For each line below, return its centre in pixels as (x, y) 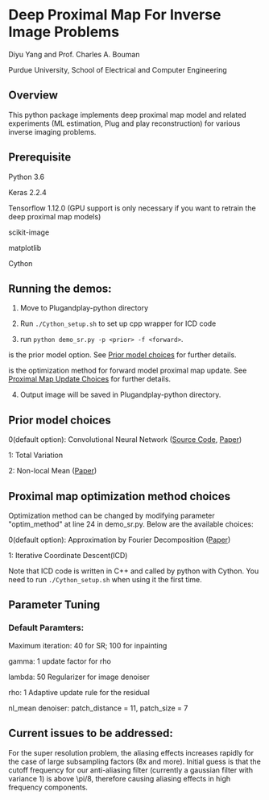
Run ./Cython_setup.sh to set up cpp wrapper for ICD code (118, 323)
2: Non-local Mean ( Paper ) (53, 471)
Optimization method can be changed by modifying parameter (112, 515)
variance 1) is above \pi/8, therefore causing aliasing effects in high (120, 778)
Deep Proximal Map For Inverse (115, 15)
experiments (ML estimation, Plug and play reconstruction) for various (124, 123)
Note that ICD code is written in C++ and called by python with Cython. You (134, 571)
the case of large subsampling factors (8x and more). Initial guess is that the (135, 761)
